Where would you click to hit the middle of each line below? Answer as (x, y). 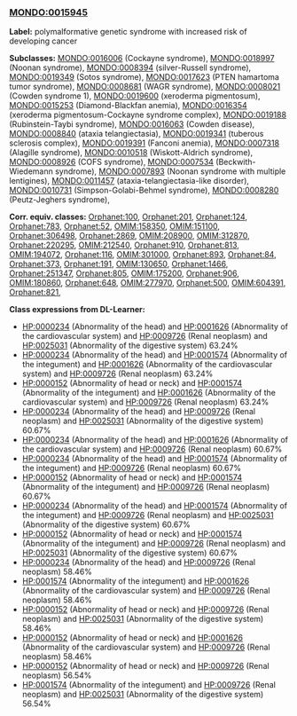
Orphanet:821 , (35, 292)
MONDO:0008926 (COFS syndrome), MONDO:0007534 (112, 162)
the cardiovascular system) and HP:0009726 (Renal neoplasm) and (145, 336)
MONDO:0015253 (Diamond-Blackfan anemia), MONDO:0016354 (129, 106)
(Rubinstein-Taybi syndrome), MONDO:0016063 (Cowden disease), (132, 124)
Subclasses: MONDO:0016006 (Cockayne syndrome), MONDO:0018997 (142, 59)
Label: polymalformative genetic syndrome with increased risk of (128, 32)
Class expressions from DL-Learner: (77, 310)
